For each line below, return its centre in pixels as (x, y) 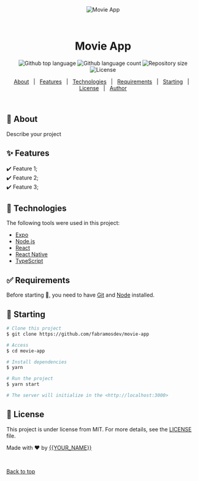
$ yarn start (23, 384)
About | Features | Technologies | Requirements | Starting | (101, 81)
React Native (31, 254)
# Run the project (30, 379)
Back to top (21, 471)
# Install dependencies (37, 362)
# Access (17, 345)
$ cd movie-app (26, 351)
